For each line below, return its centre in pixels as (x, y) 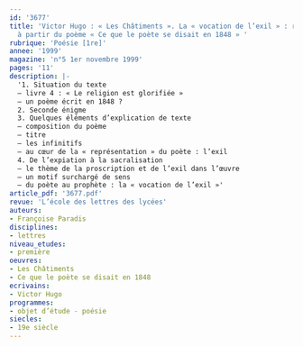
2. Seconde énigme (52, 110)
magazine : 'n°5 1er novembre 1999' (76, 59)
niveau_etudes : (38, 244)
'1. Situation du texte (62, 85)
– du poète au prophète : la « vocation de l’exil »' (120, 186)
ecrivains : (30, 286)
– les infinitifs (50, 143)
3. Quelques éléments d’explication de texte (105, 118)
